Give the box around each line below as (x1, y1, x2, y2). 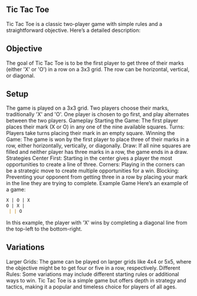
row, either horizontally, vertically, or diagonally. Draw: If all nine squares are (6, 142, 191, 149)
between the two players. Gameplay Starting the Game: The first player (6, 117, 178, 124)
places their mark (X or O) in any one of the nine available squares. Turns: (6, 123, 185, 130)
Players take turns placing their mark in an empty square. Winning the (6, 130, 175, 137)
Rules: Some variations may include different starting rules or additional (6, 271, 179, 278)
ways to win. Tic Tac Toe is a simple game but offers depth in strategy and (6, 277, 186, 284)
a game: (6, 186, 26, 193)
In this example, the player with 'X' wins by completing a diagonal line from (6, 219, 188, 226)
